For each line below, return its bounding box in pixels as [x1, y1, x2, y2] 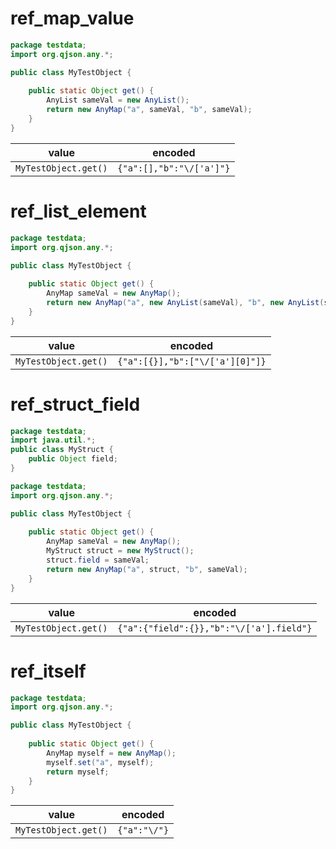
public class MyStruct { [10, 445, 114, 455]
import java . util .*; [10, 435, 97, 446]
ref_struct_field [10, 393, 141, 416]
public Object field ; [28, 454, 118, 464]
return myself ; [46, 767, 110, 777]
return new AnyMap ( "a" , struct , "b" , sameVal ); [46, 564, 248, 574]
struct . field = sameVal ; [46, 555, 150, 566]
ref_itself [10, 660, 87, 682]
